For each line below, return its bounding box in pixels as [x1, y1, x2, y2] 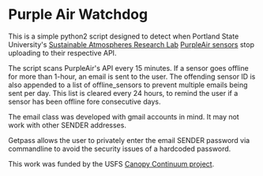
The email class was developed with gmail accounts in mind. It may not [8, 112, 239, 121]
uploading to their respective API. [8, 48, 117, 57]
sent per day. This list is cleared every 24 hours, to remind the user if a [8, 88, 239, 97]
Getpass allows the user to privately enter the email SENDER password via [8, 135, 250, 145]
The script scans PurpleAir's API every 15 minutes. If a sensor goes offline [8, 63, 249, 72]
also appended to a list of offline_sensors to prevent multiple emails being [8, 80, 248, 90]
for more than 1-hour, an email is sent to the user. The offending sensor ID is [8, 71, 256, 81]
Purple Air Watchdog [8, 5, 148, 24]
